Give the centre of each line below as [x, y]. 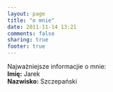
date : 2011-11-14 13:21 [42, 27]
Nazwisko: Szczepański [42, 81]
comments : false [31, 33]
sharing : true [28, 40]
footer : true [26, 46]
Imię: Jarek [24, 74]
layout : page [26, 14]
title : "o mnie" [31, 20]
